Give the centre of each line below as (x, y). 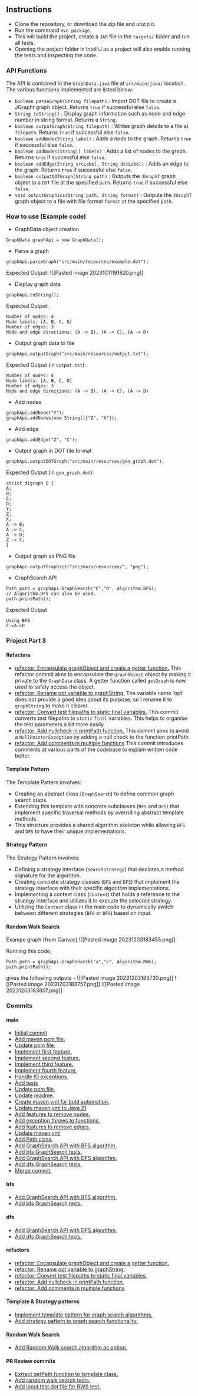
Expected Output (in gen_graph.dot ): (50, 473)
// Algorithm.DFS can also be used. (51, 594)
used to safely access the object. (55, 687)
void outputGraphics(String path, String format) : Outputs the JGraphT (103, 195)
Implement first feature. (43, 1052)
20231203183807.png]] (34, 990)
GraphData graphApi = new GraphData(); (55, 240)
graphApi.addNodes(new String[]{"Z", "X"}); (62, 418)
